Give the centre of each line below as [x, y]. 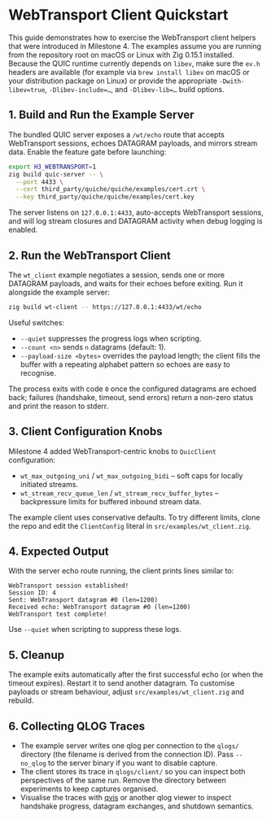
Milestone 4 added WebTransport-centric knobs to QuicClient [113, 451]
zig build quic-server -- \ [56, 174]
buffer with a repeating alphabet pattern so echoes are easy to [125, 364]
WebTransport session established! [69, 586]
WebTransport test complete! [58, 614]
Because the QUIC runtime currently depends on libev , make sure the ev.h [134, 63]
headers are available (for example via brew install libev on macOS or [129, 72]
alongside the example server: [59, 292]
